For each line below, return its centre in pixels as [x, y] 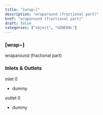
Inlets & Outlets [24, 68]
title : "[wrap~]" [23, 10]
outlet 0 [13, 98]
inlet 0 [11, 79]
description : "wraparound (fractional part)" [52, 14]
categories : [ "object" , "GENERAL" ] [41, 28]
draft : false [18, 23]
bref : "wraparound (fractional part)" [44, 19]
